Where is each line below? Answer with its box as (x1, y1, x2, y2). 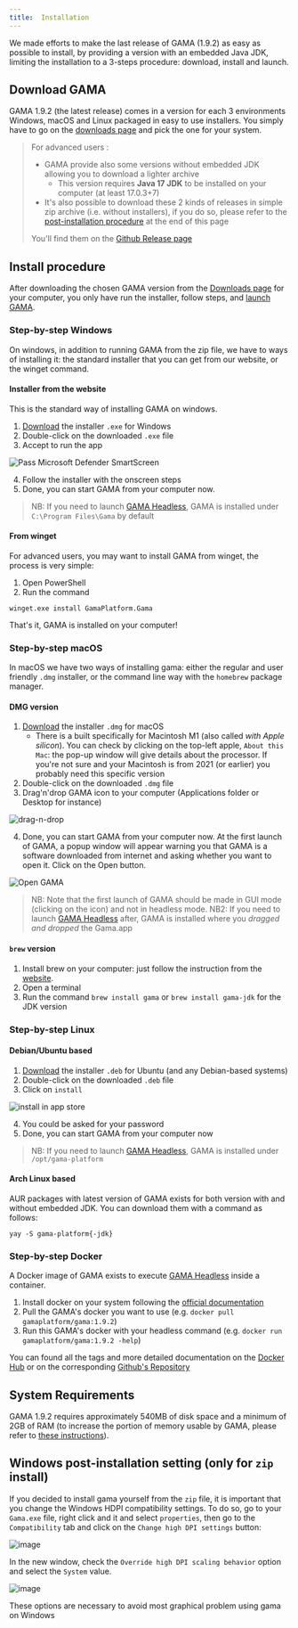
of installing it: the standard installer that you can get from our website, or (9, 354, 278, 364)
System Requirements (9, 1387, 135, 1403)
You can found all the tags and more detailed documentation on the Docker (9, 1352, 285, 1363)
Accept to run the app (21, 439, 103, 450)
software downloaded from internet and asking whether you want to (21, 850, 272, 861)
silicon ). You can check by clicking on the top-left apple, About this (35, 740, 285, 751)
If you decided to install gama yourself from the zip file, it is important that (9, 1493, 282, 1504)
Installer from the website (9, 384, 107, 395)
